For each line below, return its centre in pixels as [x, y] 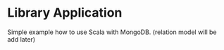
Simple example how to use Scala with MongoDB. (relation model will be [112, 32]
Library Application [65, 13]
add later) [21, 39]
